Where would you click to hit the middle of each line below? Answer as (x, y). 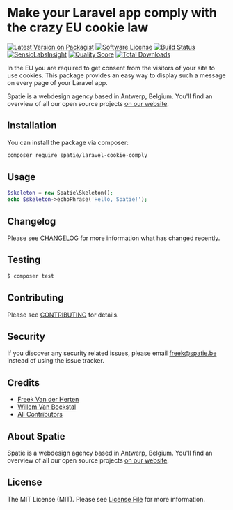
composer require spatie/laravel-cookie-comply (78, 155)
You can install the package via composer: (68, 142)
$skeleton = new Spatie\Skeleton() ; (60, 193)
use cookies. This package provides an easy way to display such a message (116, 75)
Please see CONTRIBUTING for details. (63, 315)
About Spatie (36, 436)
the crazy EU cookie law (78, 28)
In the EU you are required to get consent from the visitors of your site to (111, 68)
